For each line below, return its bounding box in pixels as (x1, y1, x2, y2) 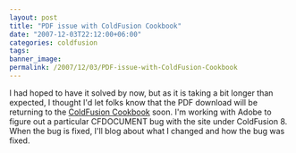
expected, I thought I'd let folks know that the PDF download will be (9, 97, 258, 107)
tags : (9, 47, 30, 55)
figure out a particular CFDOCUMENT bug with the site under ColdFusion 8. (9, 115, 288, 126)
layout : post (9, 13, 58, 22)
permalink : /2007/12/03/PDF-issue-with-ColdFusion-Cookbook (9, 64, 239, 72)
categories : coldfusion (9, 38, 98, 47)
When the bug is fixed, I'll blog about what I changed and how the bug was (9, 125, 285, 136)
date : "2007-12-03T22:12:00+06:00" (9, 30, 142, 38)
